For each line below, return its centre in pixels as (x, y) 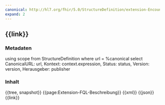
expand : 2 (15, 14)
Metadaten (18, 48)
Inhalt (12, 82)
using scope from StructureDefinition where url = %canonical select (74, 59)
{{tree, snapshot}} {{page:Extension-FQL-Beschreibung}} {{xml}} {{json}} (80, 92)
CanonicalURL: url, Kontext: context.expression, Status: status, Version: (77, 64)
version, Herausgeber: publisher (38, 69)
